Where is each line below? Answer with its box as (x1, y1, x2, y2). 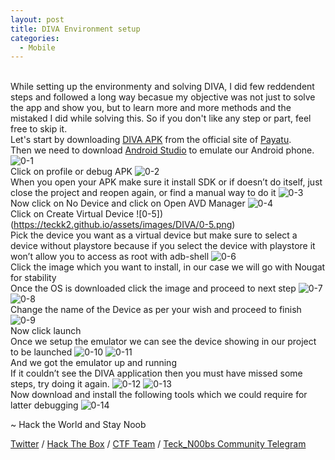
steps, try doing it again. (10, 378, 110, 390)
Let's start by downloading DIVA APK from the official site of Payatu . (10, 134, 292, 146)
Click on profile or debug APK (10, 166, 133, 178)
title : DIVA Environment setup (10, 24, 141, 34)
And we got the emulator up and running (10, 357, 177, 369)
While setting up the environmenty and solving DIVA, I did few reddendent (10, 81, 315, 93)
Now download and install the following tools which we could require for (10, 389, 308, 401)
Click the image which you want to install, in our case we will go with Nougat (10, 261, 326, 273)
